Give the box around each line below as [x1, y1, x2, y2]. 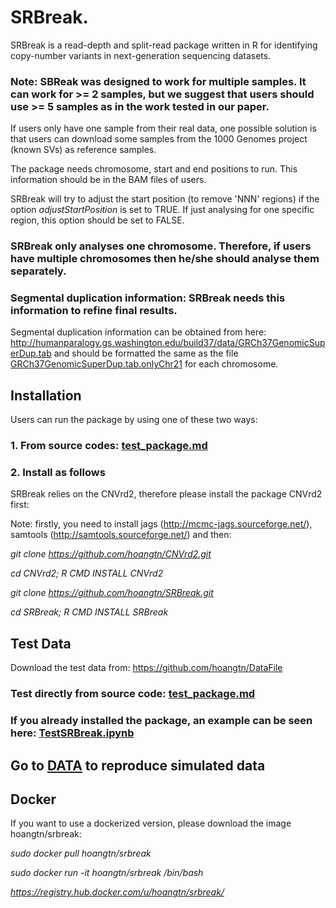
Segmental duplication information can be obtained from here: [10, 326, 267, 338]
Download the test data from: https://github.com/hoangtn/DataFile [10, 662, 283, 674]
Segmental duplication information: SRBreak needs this [10, 291, 286, 305]
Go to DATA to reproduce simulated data [10, 757, 266, 774]
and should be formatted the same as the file [53, 347, 239, 360]
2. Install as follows [10, 466, 106, 480]
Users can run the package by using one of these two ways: [10, 414, 258, 426]
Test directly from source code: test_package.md [10, 687, 256, 701]
